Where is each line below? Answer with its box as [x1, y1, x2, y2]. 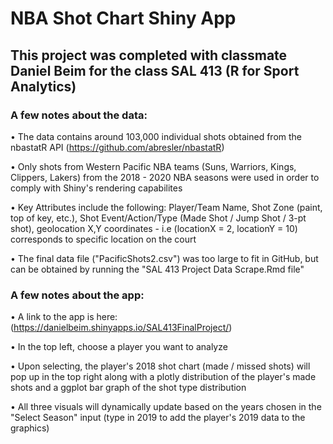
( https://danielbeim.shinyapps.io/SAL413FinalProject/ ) [10, 322, 233, 334]
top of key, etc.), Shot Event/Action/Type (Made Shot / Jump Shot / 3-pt [10, 212, 307, 224]
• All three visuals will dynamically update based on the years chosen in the [10, 401, 322, 413]
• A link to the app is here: [10, 311, 118, 323]
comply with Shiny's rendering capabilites [10, 182, 183, 194]
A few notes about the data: [10, 108, 148, 122]
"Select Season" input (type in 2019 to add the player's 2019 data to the [10, 412, 306, 424]
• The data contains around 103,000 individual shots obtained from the [10, 130, 302, 142]
